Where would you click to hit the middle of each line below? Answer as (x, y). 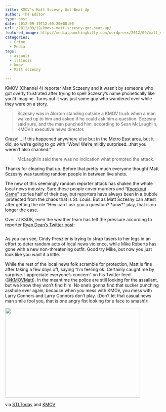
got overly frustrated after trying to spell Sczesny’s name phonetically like (80, 93)
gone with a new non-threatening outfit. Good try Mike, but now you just (79, 249)
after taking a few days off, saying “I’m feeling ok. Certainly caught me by (80, 269)
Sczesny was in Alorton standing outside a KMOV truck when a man (86, 114)
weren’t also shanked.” (28, 149)
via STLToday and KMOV (30, 404)
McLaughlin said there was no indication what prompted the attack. (86, 159)
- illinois (21, 60)
